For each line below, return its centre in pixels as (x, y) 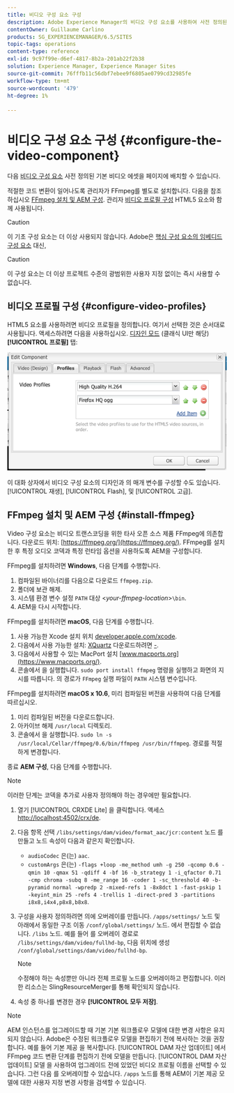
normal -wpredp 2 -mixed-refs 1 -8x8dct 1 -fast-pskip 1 (137, 887)
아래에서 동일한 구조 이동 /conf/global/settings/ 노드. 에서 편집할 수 (113, 925)
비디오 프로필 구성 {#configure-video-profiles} (107, 307)
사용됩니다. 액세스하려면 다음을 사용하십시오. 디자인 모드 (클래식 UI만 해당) (108, 333)
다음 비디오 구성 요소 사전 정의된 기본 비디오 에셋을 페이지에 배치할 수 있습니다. (114, 176)
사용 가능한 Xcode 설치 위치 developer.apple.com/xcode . (97, 636)
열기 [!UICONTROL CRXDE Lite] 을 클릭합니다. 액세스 (91, 810)
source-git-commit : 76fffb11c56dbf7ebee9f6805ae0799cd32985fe (99, 73)
